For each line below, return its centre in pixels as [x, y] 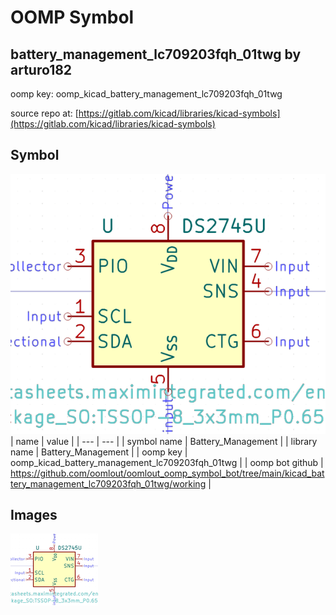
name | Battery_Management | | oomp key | [99, 452]
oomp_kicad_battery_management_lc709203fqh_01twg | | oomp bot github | [167, 462]
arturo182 [41, 69]
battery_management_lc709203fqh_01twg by [156, 54]
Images [34, 515]
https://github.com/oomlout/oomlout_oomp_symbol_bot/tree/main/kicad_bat [167, 473]
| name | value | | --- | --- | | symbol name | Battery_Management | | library [164, 441]
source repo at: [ [44, 113]
